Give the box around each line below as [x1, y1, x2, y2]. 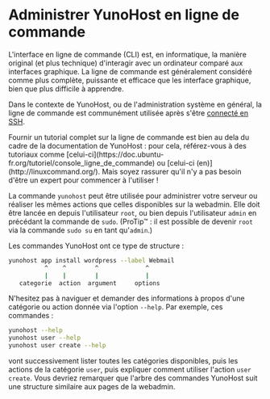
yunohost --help [8, 326, 63, 334]
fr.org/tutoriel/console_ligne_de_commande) [8, 157, 156, 167]
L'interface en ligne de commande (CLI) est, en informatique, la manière [8, 49, 247, 59]
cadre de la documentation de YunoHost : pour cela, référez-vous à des [8, 141, 247, 150]
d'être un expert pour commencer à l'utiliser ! [8, 175, 159, 185]
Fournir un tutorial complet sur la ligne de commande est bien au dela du [8, 132, 250, 142]
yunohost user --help [8, 334, 81, 342]
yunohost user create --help [8, 342, 106, 350]
